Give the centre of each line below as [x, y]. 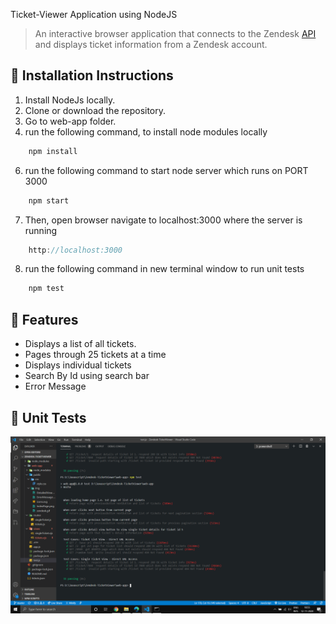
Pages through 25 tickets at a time [95, 355]
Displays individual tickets [78, 365]
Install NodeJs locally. [70, 100]
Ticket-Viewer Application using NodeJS [94, 14]
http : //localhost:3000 [75, 250]
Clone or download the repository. [95, 110]
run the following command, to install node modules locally [146, 131]
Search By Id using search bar [87, 376]
